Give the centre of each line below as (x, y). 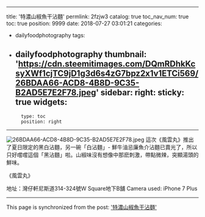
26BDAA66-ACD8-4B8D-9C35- (77, 83)
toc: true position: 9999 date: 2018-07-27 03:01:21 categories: (85, 23)
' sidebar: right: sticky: (140, 93)
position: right (41, 122)
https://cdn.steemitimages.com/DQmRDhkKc (107, 64)
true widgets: (41, 102)
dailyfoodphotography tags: (50, 35)
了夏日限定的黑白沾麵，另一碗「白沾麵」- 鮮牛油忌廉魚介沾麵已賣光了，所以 (102, 147)
